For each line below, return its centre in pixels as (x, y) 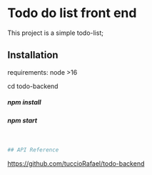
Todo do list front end (72, 13)
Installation (33, 55)
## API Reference (33, 150)
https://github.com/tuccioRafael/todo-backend (76, 163)
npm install (24, 102)
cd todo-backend (33, 86)
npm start (22, 120)
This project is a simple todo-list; (55, 33)
